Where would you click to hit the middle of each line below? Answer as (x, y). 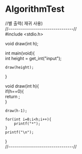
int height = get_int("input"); (33, 58)
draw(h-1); (16, 111)
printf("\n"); (20, 132)
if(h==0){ (14, 91)
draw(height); (20, 67)
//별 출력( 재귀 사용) (24, 23)
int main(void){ (20, 53)
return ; (13, 96)
